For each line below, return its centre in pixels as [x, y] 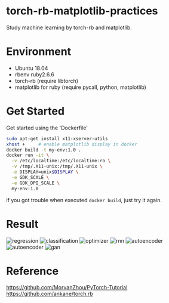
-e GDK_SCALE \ [30, 177]
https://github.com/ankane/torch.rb [50, 294]
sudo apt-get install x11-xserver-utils [57, 138]
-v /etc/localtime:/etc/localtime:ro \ [61, 161]
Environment [39, 52]
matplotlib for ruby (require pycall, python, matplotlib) [80, 87]
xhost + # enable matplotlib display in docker [72, 144]
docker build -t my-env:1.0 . [44, 150]
